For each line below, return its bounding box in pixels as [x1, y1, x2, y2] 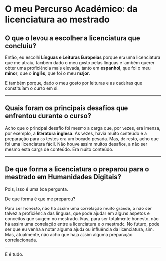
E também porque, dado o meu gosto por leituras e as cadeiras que [5, 80, 142, 86]
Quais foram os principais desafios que [5, 104, 128, 112]
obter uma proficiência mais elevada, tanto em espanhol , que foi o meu [5, 65, 151, 71]
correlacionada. [5, 237, 37, 243]
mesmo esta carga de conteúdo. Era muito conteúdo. [5, 146, 114, 152]
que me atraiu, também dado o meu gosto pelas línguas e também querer [5, 60, 155, 65]
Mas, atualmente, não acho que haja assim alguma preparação [5, 231, 133, 237]
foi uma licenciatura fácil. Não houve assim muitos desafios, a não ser [5, 141, 147, 147]
